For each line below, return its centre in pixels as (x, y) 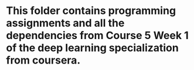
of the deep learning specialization (92, 48)
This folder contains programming (91, 11)
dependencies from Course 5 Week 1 (97, 36)
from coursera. (43, 60)
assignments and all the (65, 23)
